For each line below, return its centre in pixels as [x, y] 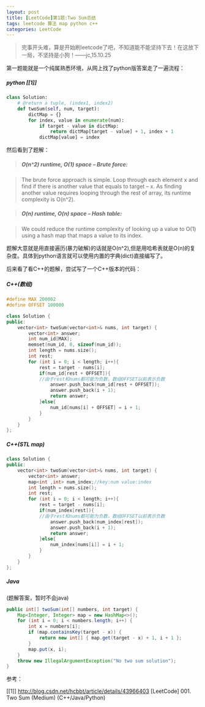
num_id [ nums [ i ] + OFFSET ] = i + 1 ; [95, 407]
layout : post [23, 12]
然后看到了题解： [28, 150]
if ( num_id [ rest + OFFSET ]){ [75, 373]
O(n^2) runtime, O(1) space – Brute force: [75, 164]
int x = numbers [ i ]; [54, 627]
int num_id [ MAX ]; [50, 339]
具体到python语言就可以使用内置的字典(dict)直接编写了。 [94, 256]
